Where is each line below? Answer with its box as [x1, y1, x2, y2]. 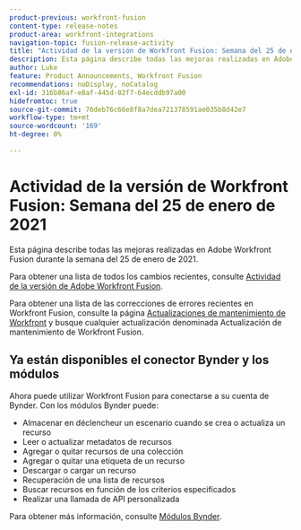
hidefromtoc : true [9, 96, 78, 106]
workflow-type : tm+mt [9, 113, 90, 122]
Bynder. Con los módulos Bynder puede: [9, 400, 159, 411]
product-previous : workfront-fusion [9, 13, 146, 22]
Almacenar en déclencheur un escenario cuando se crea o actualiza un [21, 417, 286, 428]
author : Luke [9, 64, 58, 73]
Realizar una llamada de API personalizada [21, 493, 180, 504]
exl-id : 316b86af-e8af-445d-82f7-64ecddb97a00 [9, 88, 186, 97]
